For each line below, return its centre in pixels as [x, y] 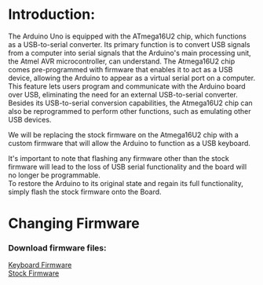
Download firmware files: [57, 248]
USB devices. [30, 119]
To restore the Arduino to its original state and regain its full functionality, [126, 183]
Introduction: [52, 15]
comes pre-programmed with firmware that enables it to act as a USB [121, 69]
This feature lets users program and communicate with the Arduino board [127, 86]
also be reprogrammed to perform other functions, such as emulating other [130, 111]
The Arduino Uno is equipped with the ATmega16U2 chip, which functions [128, 36]
